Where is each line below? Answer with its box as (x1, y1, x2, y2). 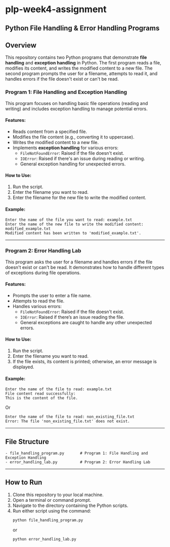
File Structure (5, 437, 49, 446)
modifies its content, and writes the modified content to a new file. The (5, 65, 153, 72)
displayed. (12, 364, 34, 370)
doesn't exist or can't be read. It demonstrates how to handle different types (5, 264, 164, 270)
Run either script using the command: (12, 507, 91, 514)
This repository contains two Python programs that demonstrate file (5, 54, 147, 60)
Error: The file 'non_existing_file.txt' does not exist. (5, 419, 130, 424)
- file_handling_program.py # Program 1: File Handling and (5, 451, 148, 456)
